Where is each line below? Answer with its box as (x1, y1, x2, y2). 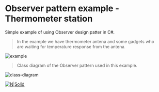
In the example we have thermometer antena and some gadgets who (16, 38, 155, 44)
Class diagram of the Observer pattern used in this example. (16, 62, 138, 68)
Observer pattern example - (5, 3, 120, 14)
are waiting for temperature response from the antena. (16, 44, 126, 49)
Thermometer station (5, 13, 93, 24)
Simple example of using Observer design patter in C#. (5, 29, 115, 35)
